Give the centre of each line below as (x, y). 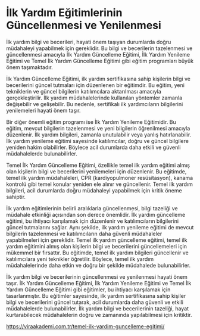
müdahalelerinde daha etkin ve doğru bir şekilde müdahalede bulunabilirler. (99, 265)
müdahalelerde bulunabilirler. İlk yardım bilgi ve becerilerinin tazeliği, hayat (98, 308)
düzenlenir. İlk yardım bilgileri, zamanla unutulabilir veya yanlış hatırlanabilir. (99, 135)
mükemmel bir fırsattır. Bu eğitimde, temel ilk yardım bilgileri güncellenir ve (97, 253)
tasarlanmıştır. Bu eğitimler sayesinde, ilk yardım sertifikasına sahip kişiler (96, 295)
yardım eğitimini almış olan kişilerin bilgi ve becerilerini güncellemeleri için (97, 246)
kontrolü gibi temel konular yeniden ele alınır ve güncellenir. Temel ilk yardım (100, 184)
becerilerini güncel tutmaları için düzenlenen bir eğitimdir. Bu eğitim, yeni (95, 85)
